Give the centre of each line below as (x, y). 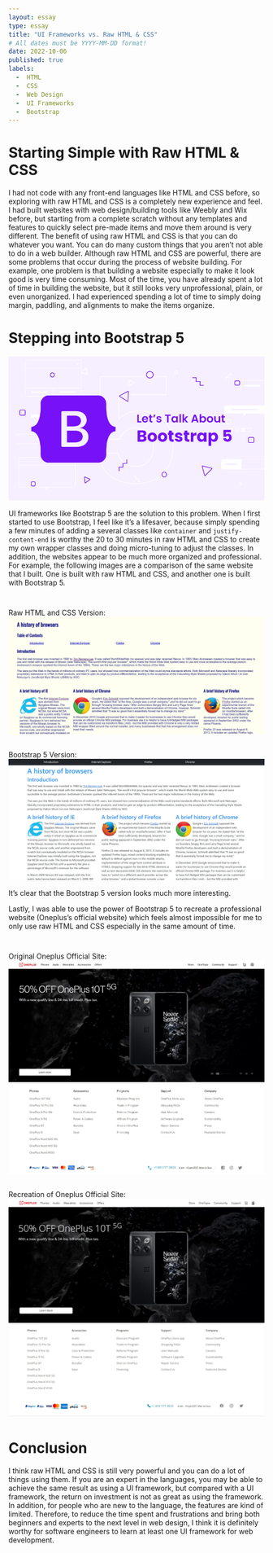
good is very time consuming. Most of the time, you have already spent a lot (136, 279)
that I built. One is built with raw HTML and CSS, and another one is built (129, 574)
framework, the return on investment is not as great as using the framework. (136, 1496)
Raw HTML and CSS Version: (57, 613)
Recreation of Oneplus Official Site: (67, 1195)
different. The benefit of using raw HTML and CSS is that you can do (123, 236)
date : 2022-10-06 (38, 52)
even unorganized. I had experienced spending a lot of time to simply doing (135, 296)
